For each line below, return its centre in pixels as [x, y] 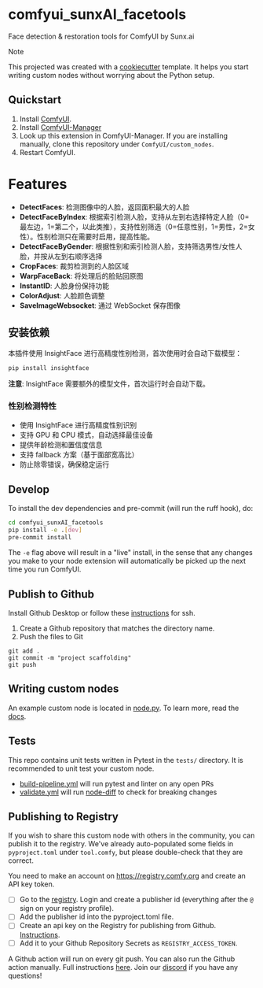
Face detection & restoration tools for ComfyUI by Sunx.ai [101, 36]
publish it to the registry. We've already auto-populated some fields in [121, 844]
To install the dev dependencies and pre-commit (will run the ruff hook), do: [131, 509]
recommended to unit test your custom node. [81, 768]
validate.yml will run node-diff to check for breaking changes [118, 792]
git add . [24, 651]
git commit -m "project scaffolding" [70, 658]
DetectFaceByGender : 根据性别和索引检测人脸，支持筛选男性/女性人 [131, 246]
